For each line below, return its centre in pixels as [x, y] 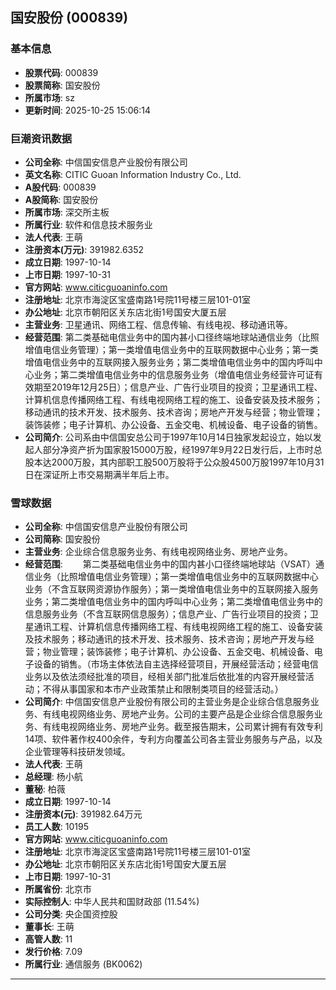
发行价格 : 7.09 [53, 952]
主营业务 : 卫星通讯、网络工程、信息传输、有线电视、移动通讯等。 [158, 324]
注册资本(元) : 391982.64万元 [83, 814]
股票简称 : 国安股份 [62, 85]
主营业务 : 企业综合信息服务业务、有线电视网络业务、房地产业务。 [158, 552]
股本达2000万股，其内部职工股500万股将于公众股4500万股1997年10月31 [174, 462]
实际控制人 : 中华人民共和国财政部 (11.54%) [112, 902]
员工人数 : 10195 [56, 827]
